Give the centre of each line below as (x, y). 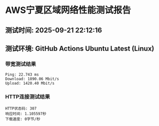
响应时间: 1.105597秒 (26, 114)
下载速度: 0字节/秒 (23, 119)
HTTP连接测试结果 (27, 97)
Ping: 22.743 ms (22, 75)
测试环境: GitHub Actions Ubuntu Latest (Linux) (80, 49)
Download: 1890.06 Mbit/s (32, 79)
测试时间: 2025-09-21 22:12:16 (54, 30)
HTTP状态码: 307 (21, 108)
